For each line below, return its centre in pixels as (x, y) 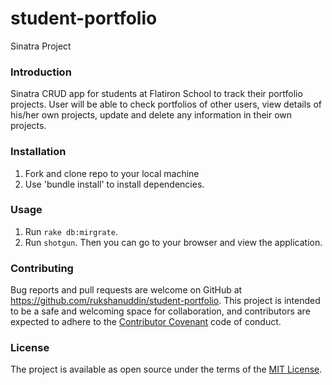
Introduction (41, 72)
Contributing (42, 268)
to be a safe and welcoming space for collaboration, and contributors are (160, 311)
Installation (38, 152)
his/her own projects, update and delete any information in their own (151, 115)
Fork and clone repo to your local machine (112, 173)
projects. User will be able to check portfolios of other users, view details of (166, 104)
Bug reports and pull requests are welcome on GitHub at (126, 290)
